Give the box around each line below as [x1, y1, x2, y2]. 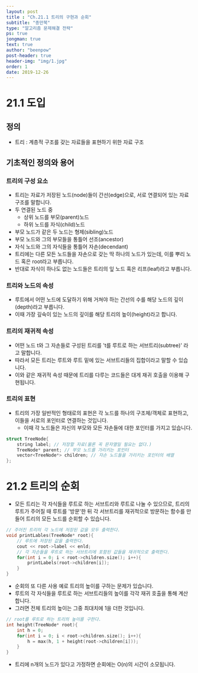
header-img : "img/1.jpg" [6, 58, 67, 64]
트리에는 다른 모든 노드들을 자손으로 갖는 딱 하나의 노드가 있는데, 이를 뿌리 [14, 250, 185, 257]
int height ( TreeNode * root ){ [6, 622, 78, 627]
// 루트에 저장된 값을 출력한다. [17, 538, 85, 544]
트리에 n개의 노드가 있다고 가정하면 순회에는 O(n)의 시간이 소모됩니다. [14, 661, 176, 668]
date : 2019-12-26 [6, 69, 49, 75]
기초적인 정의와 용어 [6, 157, 74, 167]
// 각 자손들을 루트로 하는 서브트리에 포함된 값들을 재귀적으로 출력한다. [17, 549, 170, 555]
